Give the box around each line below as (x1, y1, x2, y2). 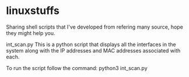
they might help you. (6, 29, 55, 36)
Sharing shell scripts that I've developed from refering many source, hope (6, 23, 184, 30)
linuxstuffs (6, 4, 60, 17)
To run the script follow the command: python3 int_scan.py (6, 64, 148, 71)
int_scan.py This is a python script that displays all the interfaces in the (6, 41, 176, 48)
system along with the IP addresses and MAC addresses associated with (6, 47, 181, 54)
